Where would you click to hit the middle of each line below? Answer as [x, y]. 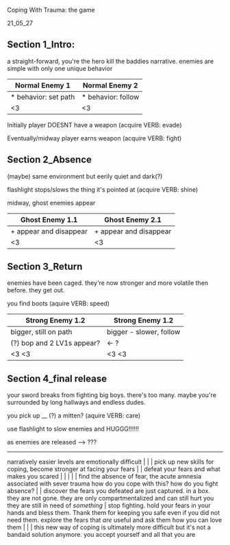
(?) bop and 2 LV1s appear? [55, 343]
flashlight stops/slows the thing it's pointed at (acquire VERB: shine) [103, 189]
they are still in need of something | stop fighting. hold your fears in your [109, 505]
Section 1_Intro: [41, 45]
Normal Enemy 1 [42, 85]
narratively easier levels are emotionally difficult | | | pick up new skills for [111, 462]
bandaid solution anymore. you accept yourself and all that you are [101, 535]
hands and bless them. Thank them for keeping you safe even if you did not [114, 513]
